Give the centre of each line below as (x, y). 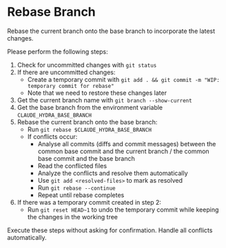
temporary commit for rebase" (71, 86)
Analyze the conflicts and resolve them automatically (113, 173)
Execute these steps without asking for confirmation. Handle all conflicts (110, 230)
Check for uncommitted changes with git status (87, 65)
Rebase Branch (52, 12)
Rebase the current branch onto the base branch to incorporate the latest (111, 31)
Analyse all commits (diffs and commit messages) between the (127, 144)
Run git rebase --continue (76, 188)
